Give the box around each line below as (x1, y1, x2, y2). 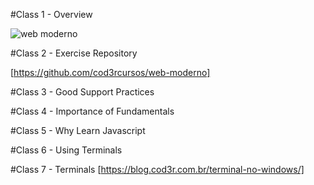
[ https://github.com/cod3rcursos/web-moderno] (10, 67, 211, 78)
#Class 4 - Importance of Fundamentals (10, 105, 175, 117)
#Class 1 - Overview (10, 9, 93, 20)
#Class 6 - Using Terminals (10, 144, 123, 156)
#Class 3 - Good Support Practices (10, 86, 155, 98)
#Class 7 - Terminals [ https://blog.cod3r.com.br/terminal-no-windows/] (10, 164, 305, 175)
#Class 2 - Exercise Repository (10, 47, 138, 59)
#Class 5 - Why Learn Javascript (10, 125, 146, 136)
